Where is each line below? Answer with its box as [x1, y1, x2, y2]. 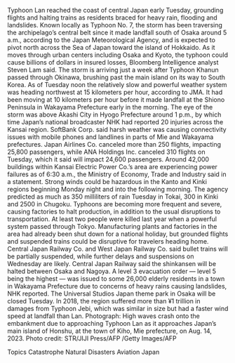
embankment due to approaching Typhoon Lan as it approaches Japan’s [7, 319, 217, 327]
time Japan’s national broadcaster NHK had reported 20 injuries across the [7, 118, 224, 126]
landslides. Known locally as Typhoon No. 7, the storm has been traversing [7, 21, 223, 29]
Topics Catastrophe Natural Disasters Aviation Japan [7, 348, 160, 356]
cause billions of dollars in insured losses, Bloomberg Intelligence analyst [7, 58, 219, 66]
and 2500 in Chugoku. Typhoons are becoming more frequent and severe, [7, 200, 222, 208]
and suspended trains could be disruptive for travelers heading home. [7, 237, 209, 245]
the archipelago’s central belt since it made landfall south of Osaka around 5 [7, 28, 227, 37]
